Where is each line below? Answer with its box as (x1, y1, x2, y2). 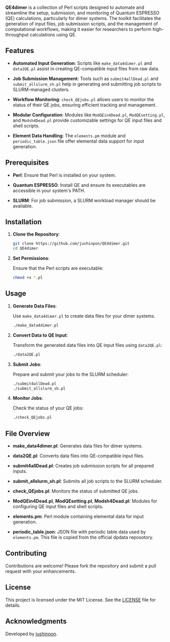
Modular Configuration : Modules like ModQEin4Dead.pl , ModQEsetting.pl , (12, 111, 165, 118)
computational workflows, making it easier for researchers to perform (5, 26, 152, 32)
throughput (5, 32, 29, 37)
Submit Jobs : (12, 361, 42, 367)
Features (5, 46, 34, 55)
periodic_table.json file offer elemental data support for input (12, 138, 144, 144)
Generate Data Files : (12, 303, 57, 309)
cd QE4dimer (12, 246, 38, 251)
